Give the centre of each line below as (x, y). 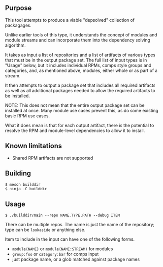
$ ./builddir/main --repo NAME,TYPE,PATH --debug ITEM (63, 216)
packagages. (18, 25)
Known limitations (33, 146)
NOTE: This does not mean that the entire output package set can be (75, 105)
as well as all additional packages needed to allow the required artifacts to (80, 90)
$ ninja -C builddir (26, 189)
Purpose (18, 8)
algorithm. (16, 45)
